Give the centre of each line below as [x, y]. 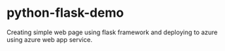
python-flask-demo [65, 13]
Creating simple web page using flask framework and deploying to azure [112, 32]
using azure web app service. [50, 39]
